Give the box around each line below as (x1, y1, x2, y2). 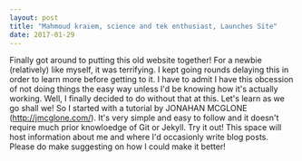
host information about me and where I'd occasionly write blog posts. (9, 132, 269, 143)
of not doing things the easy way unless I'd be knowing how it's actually (9, 83, 278, 95)
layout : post (9, 13, 59, 23)
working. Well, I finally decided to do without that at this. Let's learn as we (9, 93, 286, 104)
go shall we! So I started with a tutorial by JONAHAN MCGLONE (9, 103, 248, 114)
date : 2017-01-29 (9, 30, 75, 39)
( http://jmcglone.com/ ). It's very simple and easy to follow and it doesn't (9, 112, 279, 123)
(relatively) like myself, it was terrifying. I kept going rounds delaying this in (9, 64, 289, 75)
